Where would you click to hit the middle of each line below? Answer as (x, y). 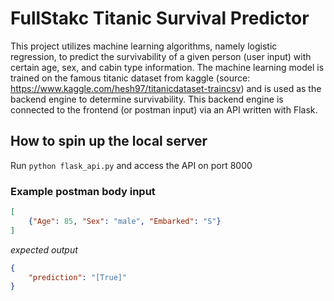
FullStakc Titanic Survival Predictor (160, 18)
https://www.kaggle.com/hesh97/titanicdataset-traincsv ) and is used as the (166, 88)
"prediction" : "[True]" (78, 277)
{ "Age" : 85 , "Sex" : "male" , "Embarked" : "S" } (125, 221)
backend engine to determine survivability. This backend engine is (147, 99)
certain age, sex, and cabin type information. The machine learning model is (167, 67)
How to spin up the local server (109, 141)
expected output (44, 249)
